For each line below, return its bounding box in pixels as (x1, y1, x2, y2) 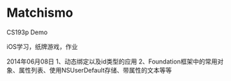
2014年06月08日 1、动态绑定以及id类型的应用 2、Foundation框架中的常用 (6, 57, 218, 66)
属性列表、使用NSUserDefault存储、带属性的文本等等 (18, 66, 172, 74)
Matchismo (6, 5, 74, 21)
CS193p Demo (6, 28, 48, 36)
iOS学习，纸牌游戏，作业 (6, 42, 78, 50)
